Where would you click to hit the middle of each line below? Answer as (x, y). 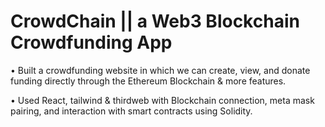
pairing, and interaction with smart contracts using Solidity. (131, 111)
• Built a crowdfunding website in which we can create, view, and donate (160, 70)
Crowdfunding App (91, 42)
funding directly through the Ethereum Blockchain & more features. (148, 81)
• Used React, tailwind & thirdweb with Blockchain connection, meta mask (162, 100)
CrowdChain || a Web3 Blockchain (155, 21)
